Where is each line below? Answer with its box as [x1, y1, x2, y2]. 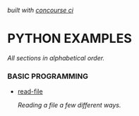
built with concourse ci [7, 6, 74, 14]
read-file [17, 87, 44, 96]
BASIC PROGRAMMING [7, 71, 89, 81]
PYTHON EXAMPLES [7, 31, 132, 46]
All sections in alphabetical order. [7, 53, 104, 62]
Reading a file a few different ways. [17, 101, 121, 110]
